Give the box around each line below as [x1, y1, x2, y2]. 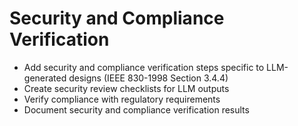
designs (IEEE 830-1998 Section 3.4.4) [68, 72, 229, 84]
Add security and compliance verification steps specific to [23, 61, 265, 73]
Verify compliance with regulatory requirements [23, 93, 221, 105]
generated [23, 72, 67, 84]
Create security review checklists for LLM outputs [23, 82, 230, 94]
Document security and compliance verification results [23, 103, 250, 116]
